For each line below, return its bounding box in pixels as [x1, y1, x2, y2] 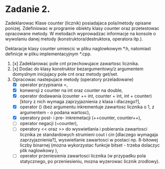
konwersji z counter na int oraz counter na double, [19, 87, 123, 93]
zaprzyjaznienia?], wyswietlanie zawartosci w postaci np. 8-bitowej [19, 137, 158, 143]
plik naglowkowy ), [19, 148, 59, 154]
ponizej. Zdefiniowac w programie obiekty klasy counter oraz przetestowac [5, 25, 160, 31]
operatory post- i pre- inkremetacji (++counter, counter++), [19, 115, 142, 121]
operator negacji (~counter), [19, 121, 78, 127]
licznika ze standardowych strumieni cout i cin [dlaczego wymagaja [19, 132, 158, 138]
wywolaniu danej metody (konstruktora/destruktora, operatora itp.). [5, 36, 143, 42]
